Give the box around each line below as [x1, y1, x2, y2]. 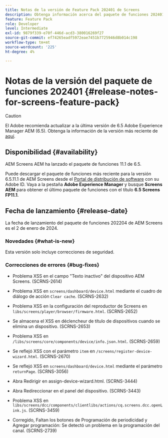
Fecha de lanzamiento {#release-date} [5, 206, 128, 215]
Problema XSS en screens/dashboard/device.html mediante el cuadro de [12, 288, 162, 294]
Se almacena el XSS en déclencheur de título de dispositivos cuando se [12, 318, 160, 324]
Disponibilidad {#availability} [5, 148, 98, 156]
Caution [5, 113, 21, 119]
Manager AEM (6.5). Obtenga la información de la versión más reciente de [5, 128, 158, 134]
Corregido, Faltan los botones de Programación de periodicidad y [12, 416, 147, 423]
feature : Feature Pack [5, 17, 52, 22]
